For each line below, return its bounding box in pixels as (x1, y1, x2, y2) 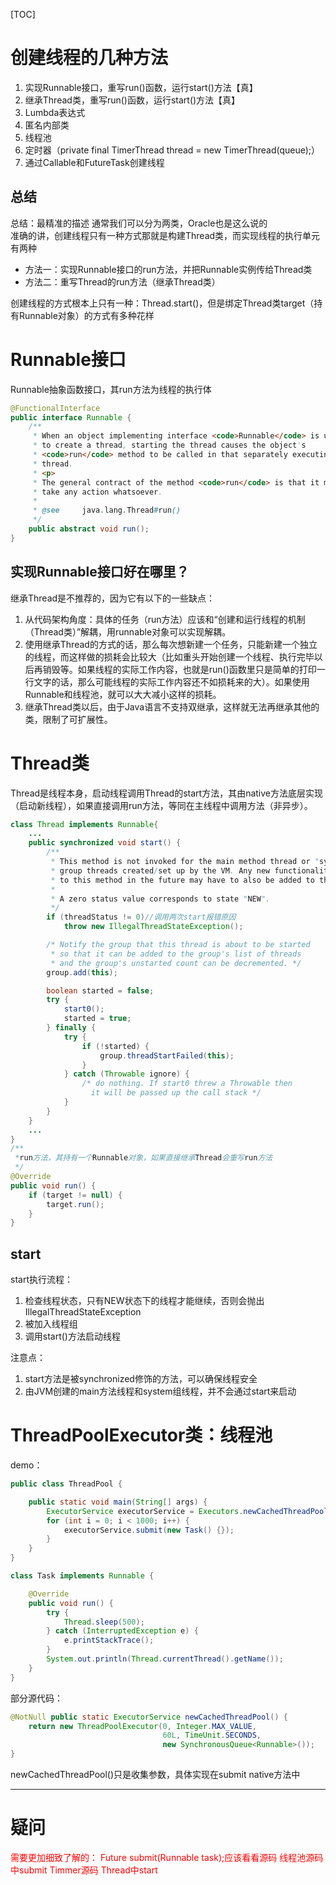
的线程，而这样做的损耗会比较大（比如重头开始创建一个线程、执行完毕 (24, 650, 315, 663)
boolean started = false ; (46, 985, 155, 996)
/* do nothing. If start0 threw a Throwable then (81, 1079, 293, 1089)
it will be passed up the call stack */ (90, 1088, 262, 1098)
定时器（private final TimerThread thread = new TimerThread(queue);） (24, 144, 321, 156)
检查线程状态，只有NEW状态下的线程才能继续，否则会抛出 (24, 1295, 265, 1307)
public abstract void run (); (28, 524, 150, 534)
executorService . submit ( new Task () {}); (63, 1525, 235, 1535)
